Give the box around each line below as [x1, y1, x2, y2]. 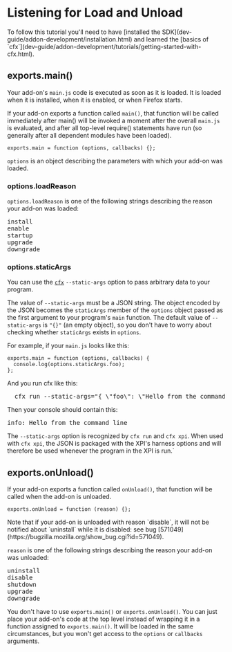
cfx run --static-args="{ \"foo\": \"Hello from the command [14, 392, 226, 401]
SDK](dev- [162, 28, 192, 36]
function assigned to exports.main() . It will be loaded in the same [7, 622, 193, 631]
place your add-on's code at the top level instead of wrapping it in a [7, 615, 200, 624]
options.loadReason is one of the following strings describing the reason [7, 197, 213, 206]
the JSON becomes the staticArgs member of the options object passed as [7, 306, 223, 314]
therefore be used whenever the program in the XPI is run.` [7, 446, 175, 455]
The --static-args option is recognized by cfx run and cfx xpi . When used [7, 432, 224, 440]
